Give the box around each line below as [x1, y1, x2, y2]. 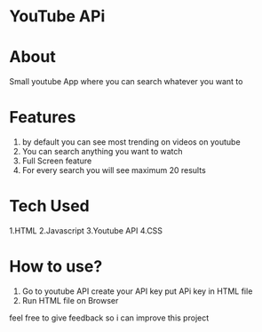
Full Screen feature [21, 155, 92, 166]
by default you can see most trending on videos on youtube [21, 137, 242, 147]
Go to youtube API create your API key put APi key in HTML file [21, 286, 253, 296]
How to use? [9, 257, 103, 277]
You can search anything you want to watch [21, 146, 184, 157]
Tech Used [9, 196, 91, 217]
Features [9, 107, 76, 128]
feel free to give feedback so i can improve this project [9, 312, 210, 323]
